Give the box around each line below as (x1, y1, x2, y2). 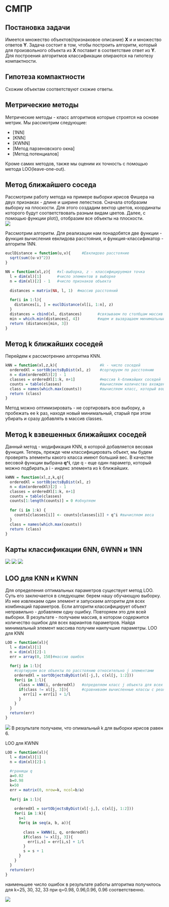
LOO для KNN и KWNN (5, 574, 78, 583)
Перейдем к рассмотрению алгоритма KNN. (5, 353, 102, 359)
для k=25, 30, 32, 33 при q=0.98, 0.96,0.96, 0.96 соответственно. (5, 886, 145, 892)
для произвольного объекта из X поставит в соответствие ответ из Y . (5, 47, 156, 53)
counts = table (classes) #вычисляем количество (10, 381, 147, 387)
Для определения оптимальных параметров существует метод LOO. (5, 587, 154, 594)
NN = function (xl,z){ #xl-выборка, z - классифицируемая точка (5, 269, 145, 274)
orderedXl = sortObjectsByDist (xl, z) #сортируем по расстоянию (10, 367, 154, 373)
